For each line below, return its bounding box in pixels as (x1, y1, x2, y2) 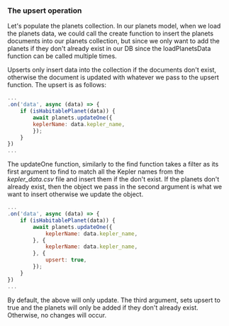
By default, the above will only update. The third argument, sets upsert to (7, 296, 221, 304)
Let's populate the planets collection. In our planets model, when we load (7, 22, 221, 30)
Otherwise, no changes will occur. (7, 310, 107, 319)
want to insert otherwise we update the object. (7, 190, 144, 198)
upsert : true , (45, 257, 87, 264)
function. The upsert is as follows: (7, 81, 107, 89)
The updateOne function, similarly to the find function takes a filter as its (7, 160, 219, 169)
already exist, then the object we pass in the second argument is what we (7, 183, 222, 191)
